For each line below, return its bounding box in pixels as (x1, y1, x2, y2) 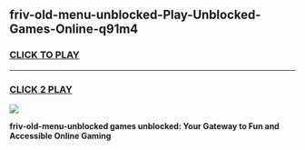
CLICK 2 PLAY (9, 83, 73, 95)
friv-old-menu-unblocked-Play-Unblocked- (9, 7, 261, 23)
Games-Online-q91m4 (9, 22, 139, 37)
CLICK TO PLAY (9, 49, 80, 62)
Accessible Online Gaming (9, 130, 112, 141)
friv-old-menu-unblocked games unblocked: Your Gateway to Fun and (9, 120, 280, 131)
